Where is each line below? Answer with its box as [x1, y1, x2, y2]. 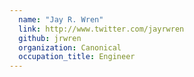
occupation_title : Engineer [18, 52, 136, 62]
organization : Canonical [18, 42, 122, 53]
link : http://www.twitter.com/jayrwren [18, 24, 185, 34]
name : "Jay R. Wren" [18, 14, 104, 25]
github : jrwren [18, 33, 82, 43]
